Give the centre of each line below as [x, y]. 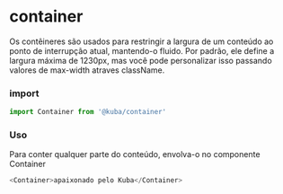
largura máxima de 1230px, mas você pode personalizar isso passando [141, 60]
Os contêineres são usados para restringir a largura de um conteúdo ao [141, 41]
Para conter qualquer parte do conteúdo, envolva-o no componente [135, 154]
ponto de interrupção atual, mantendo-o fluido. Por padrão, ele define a [142, 50]
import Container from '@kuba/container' [88, 112]
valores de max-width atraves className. [87, 70]
